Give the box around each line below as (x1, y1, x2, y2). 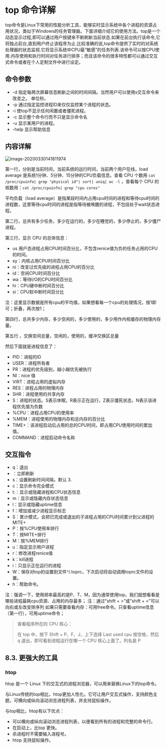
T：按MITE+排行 (12, 532, 46, 538)
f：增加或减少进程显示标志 (12, 508, 66, 514)
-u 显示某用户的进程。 (12, 120, 58, 126)
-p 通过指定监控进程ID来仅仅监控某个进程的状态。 (12, 101, 114, 107)
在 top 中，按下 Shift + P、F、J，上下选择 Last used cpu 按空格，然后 (17, 631, 160, 637)
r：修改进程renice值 (12, 550, 53, 556)
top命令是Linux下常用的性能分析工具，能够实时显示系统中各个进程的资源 (5, 22, 153, 28)
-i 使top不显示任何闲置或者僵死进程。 (12, 108, 88, 114)
